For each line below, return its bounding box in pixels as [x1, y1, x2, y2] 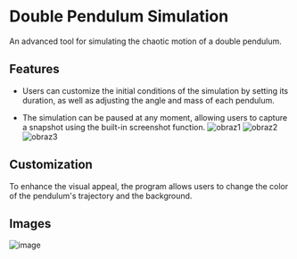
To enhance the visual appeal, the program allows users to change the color [9, 180, 288, 191]
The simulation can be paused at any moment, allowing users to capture [21, 112, 288, 122]
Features [9, 62, 60, 77]
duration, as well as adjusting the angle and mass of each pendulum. [21, 95, 275, 105]
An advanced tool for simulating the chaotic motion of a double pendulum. [9, 36, 283, 46]
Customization [9, 157, 94, 172]
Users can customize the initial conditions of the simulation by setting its [21, 85, 288, 96]
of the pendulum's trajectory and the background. [9, 190, 193, 201]
